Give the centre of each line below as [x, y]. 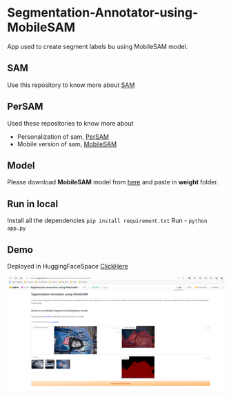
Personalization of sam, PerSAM [63, 137]
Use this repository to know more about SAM [71, 85]
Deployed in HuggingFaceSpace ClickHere [68, 266]
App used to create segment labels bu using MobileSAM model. [98, 46]
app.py [17, 229]
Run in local [33, 204]
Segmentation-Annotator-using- [103, 13]
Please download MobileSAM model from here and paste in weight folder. [113, 182]
